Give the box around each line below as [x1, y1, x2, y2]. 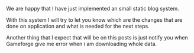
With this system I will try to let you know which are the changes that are [6, 16, 183, 23]
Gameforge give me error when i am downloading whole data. [6, 41, 157, 47]
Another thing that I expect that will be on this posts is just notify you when [6, 34, 188, 41]
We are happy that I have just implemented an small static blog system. [6, 5, 179, 12]
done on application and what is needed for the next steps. [6, 23, 150, 29]
